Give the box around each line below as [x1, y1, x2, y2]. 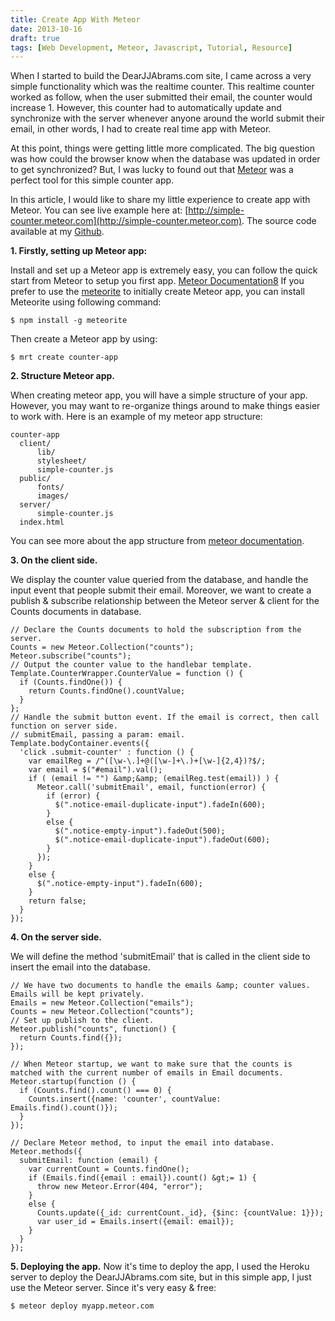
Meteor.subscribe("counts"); [10, 651, 132, 661]
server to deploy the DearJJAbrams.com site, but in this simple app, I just [10, 1271, 312, 1283]
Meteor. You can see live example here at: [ [10, 204, 189, 216]
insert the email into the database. [10, 961, 151, 973]
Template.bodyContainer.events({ [10, 739, 150, 749]
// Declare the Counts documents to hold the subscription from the [10, 625, 302, 635]
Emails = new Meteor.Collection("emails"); [10, 998, 195, 1008]
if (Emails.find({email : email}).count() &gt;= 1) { [28, 1173, 257, 1183]
